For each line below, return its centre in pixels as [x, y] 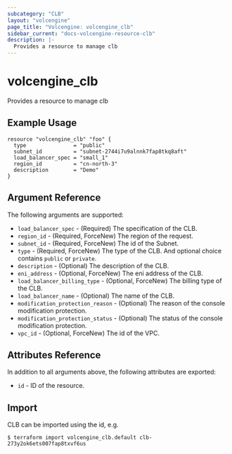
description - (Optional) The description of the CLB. [93, 265]
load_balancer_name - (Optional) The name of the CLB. [96, 296]
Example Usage [42, 123]
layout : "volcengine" [39, 20]
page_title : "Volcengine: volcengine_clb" [70, 27]
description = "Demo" [56, 170]
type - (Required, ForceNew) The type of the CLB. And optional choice [120, 251]
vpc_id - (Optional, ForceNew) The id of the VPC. [89, 333]
